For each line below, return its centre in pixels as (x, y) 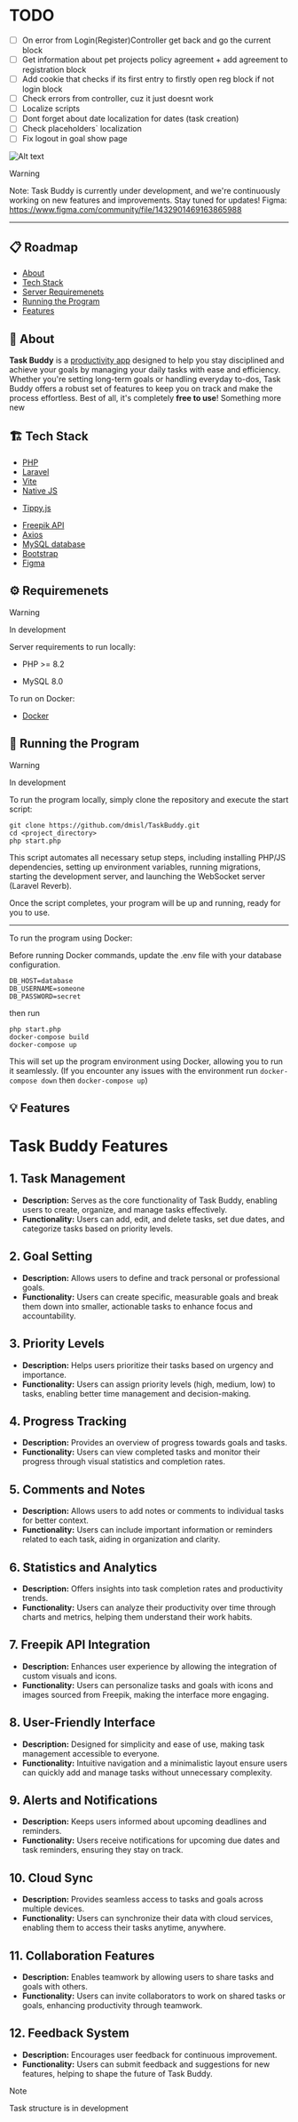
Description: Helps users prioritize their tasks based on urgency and (148, 1365)
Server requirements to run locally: (72, 646)
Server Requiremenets (63, 292)
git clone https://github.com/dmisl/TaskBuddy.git (105, 825)
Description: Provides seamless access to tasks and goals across (142, 1900)
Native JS (39, 491)
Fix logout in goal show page (75, 139)
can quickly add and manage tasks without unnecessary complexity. (147, 1772)
